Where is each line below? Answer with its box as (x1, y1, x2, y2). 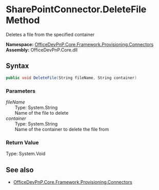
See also (6, 165, 34, 174)
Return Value (6, 139, 39, 146)
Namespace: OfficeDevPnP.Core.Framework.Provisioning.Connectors (6, 41, 154, 47)
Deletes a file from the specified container (6, 31, 95, 37)
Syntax (6, 61, 29, 70)
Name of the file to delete (15, 110, 69, 116)
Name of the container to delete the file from (15, 126, 109, 132)
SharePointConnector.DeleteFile (6, 4, 147, 15)
